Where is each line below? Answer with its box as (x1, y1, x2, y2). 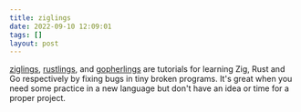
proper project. (9, 93, 67, 104)
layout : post (9, 38, 59, 48)
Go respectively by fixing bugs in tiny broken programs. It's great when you (9, 74, 293, 85)
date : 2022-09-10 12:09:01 (9, 22, 112, 31)
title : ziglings (9, 13, 71, 23)
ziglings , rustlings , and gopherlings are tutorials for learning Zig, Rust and (9, 64, 285, 75)
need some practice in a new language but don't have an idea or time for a (9, 83, 290, 94)
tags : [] (9, 30, 43, 39)
